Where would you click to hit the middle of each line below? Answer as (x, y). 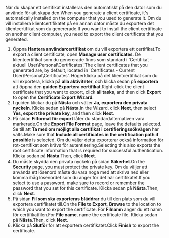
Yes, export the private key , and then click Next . (63, 113)
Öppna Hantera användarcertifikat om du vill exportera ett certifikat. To (87, 49)
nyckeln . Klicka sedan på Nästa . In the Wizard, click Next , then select (84, 108)
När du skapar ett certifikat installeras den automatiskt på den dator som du (83, 7)
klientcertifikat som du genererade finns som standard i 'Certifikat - (82, 60)
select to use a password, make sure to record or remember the (78, 183)
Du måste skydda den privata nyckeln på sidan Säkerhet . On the (78, 161)
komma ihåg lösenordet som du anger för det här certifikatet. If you (81, 177)
